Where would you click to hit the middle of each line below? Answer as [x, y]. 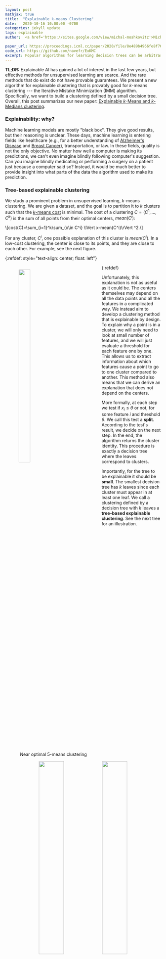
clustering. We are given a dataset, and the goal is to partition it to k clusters [83, 206]
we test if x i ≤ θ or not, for [128, 409]
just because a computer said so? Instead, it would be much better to [75, 167]
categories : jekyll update [33, 28]
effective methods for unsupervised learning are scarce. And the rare [76, 75]
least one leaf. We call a [126, 497]
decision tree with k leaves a [130, 508]
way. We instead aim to [125, 309]
